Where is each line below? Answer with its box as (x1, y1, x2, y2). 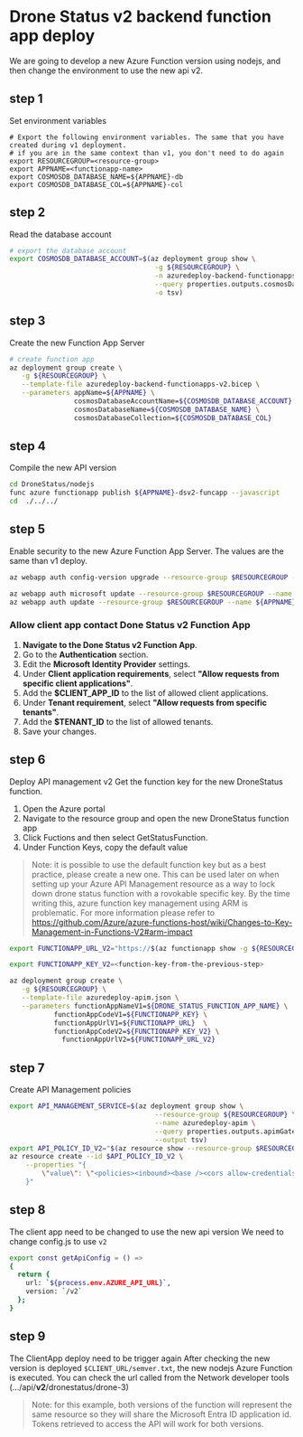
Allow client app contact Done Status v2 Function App (9, 619, 251, 632)
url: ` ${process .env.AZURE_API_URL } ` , (25, 1279, 171, 1288)
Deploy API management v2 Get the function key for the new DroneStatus (9, 775, 284, 787)
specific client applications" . (22, 678, 133, 689)
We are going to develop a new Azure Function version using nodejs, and (9, 55, 281, 66)
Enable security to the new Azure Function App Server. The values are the (9, 545, 284, 557)
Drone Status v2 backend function (9, 6, 272, 27)
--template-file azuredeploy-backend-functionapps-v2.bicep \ (21, 380, 260, 390)
